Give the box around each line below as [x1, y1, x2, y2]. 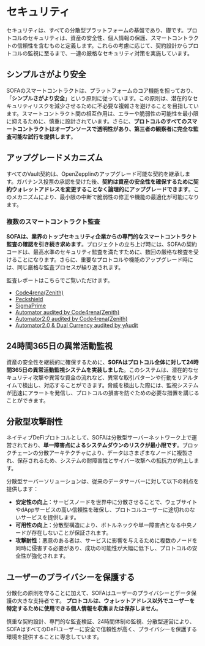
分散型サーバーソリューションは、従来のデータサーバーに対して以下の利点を [6, 478, 199, 485]
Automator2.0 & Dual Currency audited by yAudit [15, 321, 139, 329]
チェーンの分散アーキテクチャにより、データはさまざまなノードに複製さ [11, 449, 193, 457]
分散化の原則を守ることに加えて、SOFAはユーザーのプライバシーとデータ [6, 589, 192, 597]
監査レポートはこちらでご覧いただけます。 [6, 277, 113, 284]
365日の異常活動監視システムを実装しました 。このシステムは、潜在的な [11, 366, 194, 373]
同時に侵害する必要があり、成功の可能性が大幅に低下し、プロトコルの [15, 545, 193, 552]
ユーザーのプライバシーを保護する [6, 572, 135, 582]
